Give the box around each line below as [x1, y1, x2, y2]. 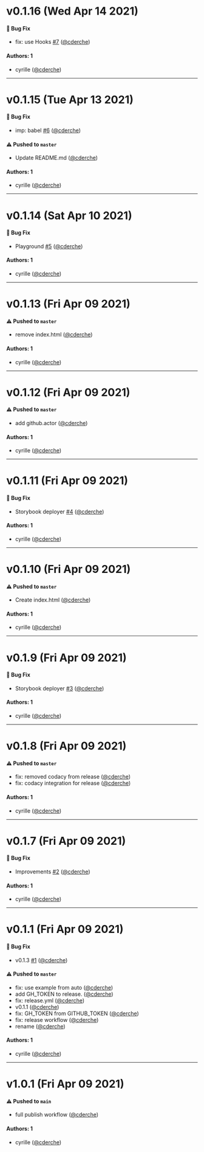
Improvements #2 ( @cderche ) [15, 868, 90, 875]
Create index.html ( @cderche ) [15, 596, 91, 603]
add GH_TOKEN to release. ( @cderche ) [15, 990, 114, 998]
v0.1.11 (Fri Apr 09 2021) [6, 474, 129, 488]
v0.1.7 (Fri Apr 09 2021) [6, 834, 126, 848]
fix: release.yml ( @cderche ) [15, 996, 85, 1004]
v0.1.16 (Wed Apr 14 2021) [6, 4, 138, 18]
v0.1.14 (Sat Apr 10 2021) [6, 209, 132, 223]
